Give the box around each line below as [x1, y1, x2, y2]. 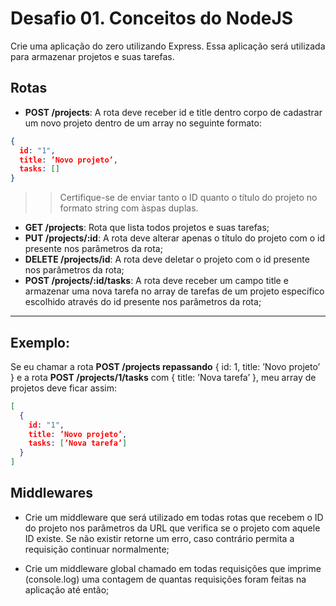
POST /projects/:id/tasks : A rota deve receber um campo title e [24, 275, 289, 287]
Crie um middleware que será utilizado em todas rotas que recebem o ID [24, 511, 324, 523]
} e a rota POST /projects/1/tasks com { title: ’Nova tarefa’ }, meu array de [10, 371, 317, 383]
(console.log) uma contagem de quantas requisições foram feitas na [24, 573, 307, 585]
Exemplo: [10, 334, 71, 351]
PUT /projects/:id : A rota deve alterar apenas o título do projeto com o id [24, 232, 326, 244]
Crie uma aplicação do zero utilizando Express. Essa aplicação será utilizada [10, 40, 326, 52]
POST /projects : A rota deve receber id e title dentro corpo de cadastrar [24, 106, 323, 118]
